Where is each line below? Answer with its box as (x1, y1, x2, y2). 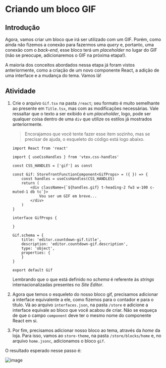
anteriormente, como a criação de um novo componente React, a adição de (5, 67, 160, 73)
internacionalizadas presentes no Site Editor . (12, 281, 104, 287)
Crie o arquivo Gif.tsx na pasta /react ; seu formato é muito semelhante (12, 100, 160, 106)
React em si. (12, 317, 38, 324)
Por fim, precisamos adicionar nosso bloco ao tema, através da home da (12, 327, 160, 333)
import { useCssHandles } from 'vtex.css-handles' (12, 154, 119, 160)
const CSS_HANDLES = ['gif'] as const (12, 163, 93, 168)
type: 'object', (21, 246, 55, 251)
